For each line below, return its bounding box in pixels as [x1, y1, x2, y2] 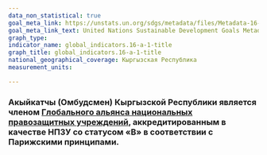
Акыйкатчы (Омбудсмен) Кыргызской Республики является [8, 96, 257, 107]
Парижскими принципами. [8, 136, 119, 147]
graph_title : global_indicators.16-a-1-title [8, 48, 161, 56]
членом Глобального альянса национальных [8, 107, 193, 118]
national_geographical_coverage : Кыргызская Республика [8, 56, 197, 64]
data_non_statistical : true [8, 11, 102, 20]
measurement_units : [8, 64, 73, 72]
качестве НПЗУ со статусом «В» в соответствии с [8, 126, 214, 138]
